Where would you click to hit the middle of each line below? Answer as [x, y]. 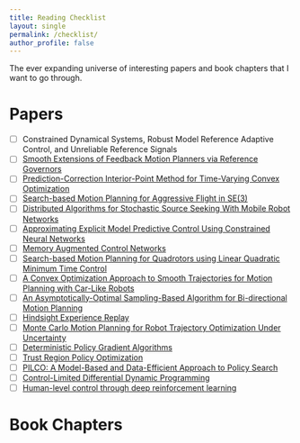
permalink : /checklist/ [54, 34]
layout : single [38, 26]
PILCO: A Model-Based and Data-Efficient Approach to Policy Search [150, 368]
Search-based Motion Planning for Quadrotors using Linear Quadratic [151, 258]
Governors [42, 169]
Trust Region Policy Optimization [83, 357]
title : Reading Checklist [57, 18]
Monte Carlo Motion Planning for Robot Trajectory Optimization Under [151, 327]
